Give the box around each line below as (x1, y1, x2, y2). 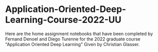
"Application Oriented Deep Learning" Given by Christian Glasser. (5, 41, 140, 47)
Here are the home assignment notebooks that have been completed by (5, 30, 153, 36)
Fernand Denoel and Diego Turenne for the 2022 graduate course (5, 36, 141, 42)
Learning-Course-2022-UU (5, 14, 121, 25)
